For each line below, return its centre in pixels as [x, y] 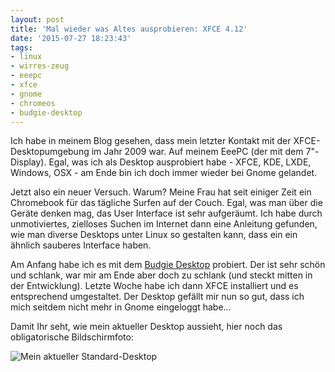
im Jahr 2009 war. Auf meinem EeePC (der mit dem [197, 152]
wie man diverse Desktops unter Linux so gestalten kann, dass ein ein [154, 235]
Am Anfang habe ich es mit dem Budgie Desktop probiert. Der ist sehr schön [168, 265]
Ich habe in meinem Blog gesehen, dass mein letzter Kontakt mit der [151, 141]
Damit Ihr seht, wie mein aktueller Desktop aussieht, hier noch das [146, 327]
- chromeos [33, 103]
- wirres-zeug [40, 66]
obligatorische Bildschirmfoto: [72, 337]
